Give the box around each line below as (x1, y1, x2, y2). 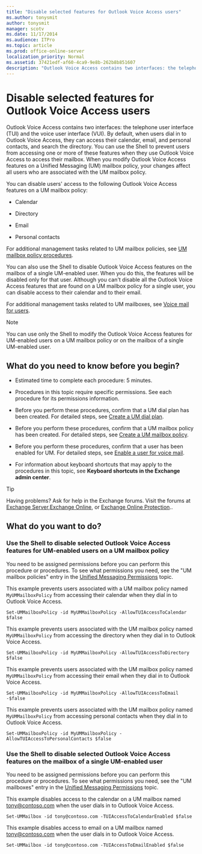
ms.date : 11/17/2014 (6, 31, 58, 37)
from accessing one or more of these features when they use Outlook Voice (6, 149, 194, 157)
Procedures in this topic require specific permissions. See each (14, 389, 172, 396)
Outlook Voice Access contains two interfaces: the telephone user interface (6, 124, 194, 131)
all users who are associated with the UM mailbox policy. (6, 168, 147, 176)
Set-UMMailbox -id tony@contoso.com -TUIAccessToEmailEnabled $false (6, 843, 185, 849)
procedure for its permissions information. (14, 395, 120, 402)
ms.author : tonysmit (6, 14, 58, 21)
